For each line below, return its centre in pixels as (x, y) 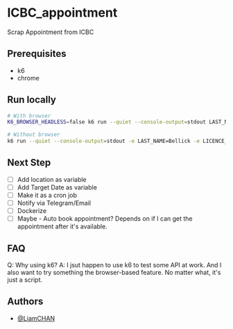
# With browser (29, 116)
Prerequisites (37, 54)
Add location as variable (52, 179)
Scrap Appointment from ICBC (51, 32)
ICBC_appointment (62, 13)
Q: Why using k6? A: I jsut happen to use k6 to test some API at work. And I (114, 265)
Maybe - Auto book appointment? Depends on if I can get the (105, 219)
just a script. (25, 280)
